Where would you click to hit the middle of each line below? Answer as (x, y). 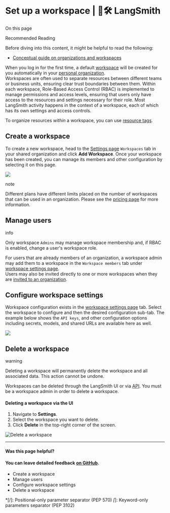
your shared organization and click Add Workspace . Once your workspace (83, 154)
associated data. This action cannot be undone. (55, 376)
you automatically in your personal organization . (55, 73)
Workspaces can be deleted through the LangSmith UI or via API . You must (83, 386)
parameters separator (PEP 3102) (40, 505)
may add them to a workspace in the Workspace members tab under (74, 263)
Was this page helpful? (30, 451)
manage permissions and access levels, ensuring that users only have (78, 94)
